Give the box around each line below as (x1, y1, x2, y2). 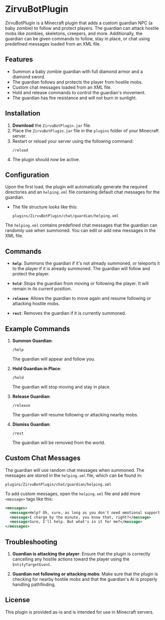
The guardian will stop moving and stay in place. (12, 384, 111, 390)
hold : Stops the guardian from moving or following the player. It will (12, 281, 149, 286)
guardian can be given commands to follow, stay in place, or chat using (5, 36, 150, 42)
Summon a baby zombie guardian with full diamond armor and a (12, 68, 143, 74)
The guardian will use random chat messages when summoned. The (5, 467, 145, 473)
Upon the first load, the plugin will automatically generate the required (5, 184, 148, 190)
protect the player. (12, 271, 50, 277)
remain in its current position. (12, 286, 72, 292)
